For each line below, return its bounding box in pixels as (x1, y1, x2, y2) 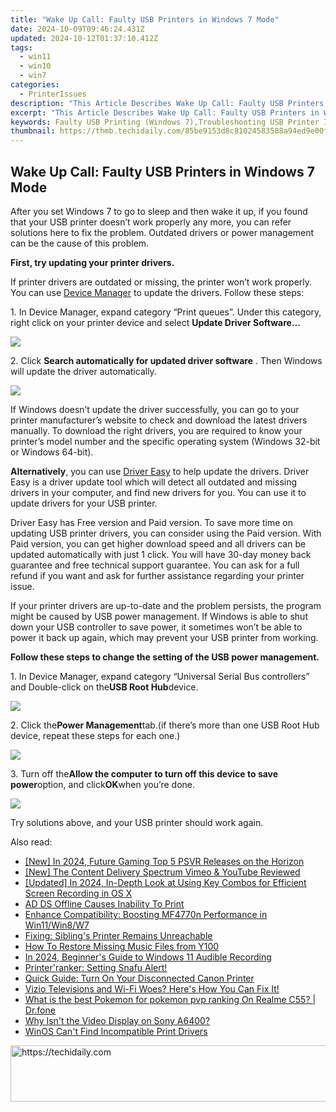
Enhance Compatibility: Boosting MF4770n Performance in (24, 908, 268, 920)
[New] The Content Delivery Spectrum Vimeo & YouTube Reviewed (24, 866, 301, 878)
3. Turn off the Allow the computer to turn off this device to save (10, 767, 279, 780)
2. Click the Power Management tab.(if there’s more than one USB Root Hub (10, 719, 320, 731)
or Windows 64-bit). (10, 446, 94, 458)
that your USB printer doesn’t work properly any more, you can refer (10, 216, 292, 228)
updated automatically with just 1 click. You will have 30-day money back (10, 548, 312, 560)
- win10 (19, 61, 52, 71)
